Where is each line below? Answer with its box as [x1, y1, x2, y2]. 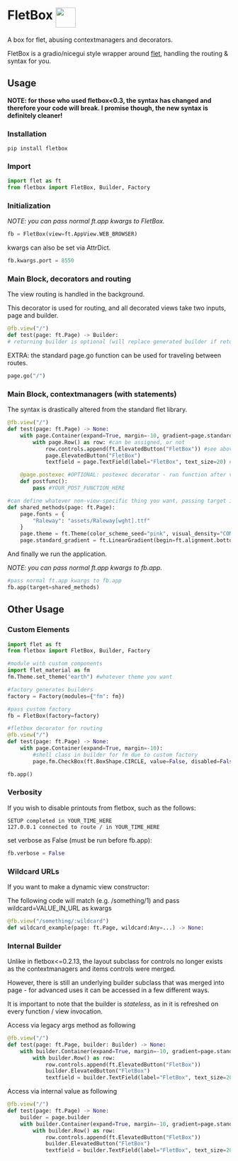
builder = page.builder [20, 1113, 91, 1121]
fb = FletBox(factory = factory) [7, 712, 100, 719]
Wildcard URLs [7, 866, 60, 876]
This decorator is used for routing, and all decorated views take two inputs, [7, 304, 227, 312]
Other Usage [7, 604, 65, 616]
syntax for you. [7, 57, 52, 65]
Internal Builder [7, 940, 62, 950]
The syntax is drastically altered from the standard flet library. [7, 405, 188, 414]
